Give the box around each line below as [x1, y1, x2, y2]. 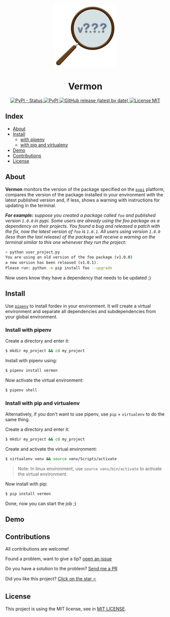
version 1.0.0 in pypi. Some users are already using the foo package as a [5, 217, 160, 224]
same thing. [5, 417, 30, 423]
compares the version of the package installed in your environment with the [5, 191, 163, 197]
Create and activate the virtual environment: [5, 445, 97, 452]
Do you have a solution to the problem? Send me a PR [5, 565, 118, 571]
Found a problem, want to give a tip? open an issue [5, 556, 112, 562]
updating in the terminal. [5, 202, 56, 209]
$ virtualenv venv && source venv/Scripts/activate [5, 456, 117, 461]
